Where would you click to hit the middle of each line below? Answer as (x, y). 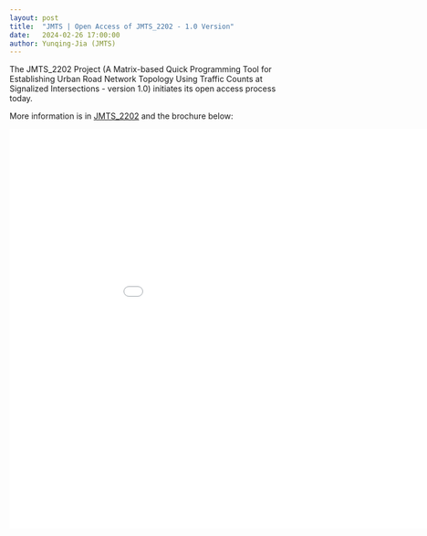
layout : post (34, 18)
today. (21, 99)
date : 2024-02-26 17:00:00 (65, 35)
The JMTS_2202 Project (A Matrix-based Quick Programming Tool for (141, 69)
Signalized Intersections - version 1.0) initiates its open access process (143, 89)
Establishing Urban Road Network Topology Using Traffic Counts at (136, 79)
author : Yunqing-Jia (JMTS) (63, 43)
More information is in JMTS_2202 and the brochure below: (122, 116)
